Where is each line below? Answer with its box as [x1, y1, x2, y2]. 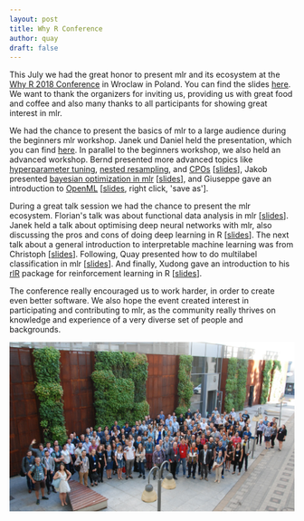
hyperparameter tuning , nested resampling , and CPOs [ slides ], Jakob [9, 164, 268, 175]
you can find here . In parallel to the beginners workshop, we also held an [9, 145, 281, 156]
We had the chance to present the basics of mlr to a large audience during [9, 125, 287, 136]
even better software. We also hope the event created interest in [9, 295, 249, 306]
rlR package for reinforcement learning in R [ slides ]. [9, 268, 203, 279]
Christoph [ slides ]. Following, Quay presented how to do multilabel [9, 249, 258, 260]
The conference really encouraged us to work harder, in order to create [9, 285, 275, 296]
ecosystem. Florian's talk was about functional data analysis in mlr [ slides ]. [9, 210, 290, 221]
